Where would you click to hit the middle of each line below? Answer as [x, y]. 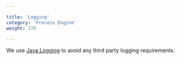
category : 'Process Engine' [42, 22]
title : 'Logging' [28, 17]
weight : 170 [21, 28]
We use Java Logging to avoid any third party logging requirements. [91, 50]
